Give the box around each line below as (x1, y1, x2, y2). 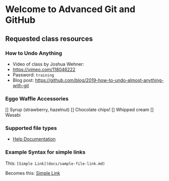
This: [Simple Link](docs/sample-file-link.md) (5, 160, 105, 166)
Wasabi (5, 112, 21, 118)
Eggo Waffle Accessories (5, 95, 69, 102)
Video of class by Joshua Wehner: (12, 61, 85, 67)
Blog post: (12, 77, 34, 83)
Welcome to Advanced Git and (5, 4, 136, 15)
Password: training (12, 72, 54, 78)
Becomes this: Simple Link (5, 170, 61, 176)
